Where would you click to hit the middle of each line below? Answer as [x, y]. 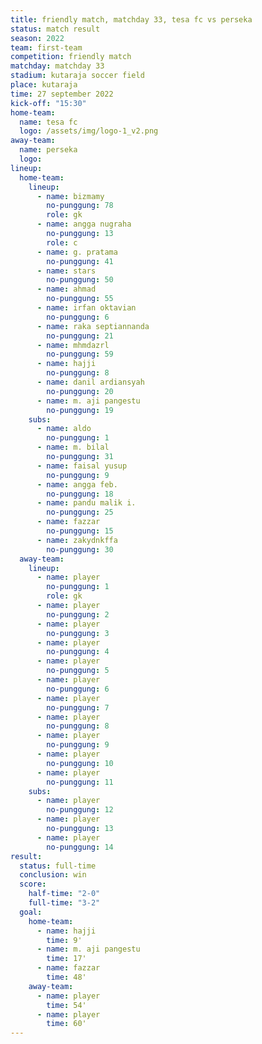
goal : [31, 912]
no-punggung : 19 [80, 410]
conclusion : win [53, 875]
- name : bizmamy [70, 196]
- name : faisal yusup [82, 466]
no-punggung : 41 [80, 261]
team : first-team [46, 47]
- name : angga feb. [77, 484]
